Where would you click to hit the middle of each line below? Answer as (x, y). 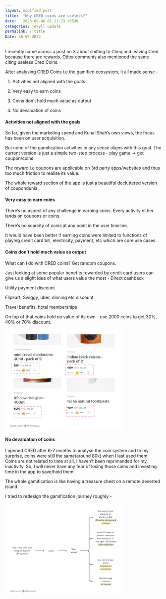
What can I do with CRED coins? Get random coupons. (61, 263)
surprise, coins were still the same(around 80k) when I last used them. (77, 456)
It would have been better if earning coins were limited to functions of (76, 235)
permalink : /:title (25, 32)
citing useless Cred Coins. (32, 62)
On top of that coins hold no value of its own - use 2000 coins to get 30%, (81, 317)
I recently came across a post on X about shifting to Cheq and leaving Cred (82, 52)
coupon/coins (19, 158)
